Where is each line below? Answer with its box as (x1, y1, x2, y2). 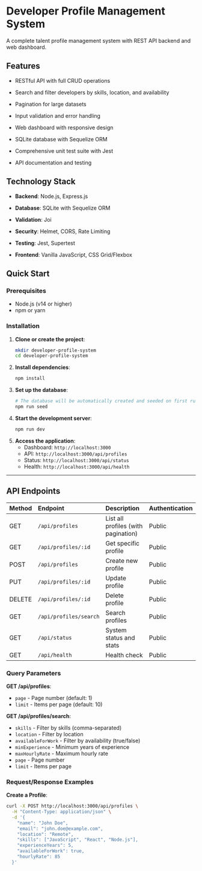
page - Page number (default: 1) (14, 694, 93, 701)
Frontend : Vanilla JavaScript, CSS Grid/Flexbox (14, 251, 132, 258)
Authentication (148, 504, 193, 512)
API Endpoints (6, 486, 61, 497)
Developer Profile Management (6, 4, 165, 18)
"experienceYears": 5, (17, 843, 74, 849)
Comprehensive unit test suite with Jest (14, 147, 113, 155)
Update (105, 574, 126, 582)
